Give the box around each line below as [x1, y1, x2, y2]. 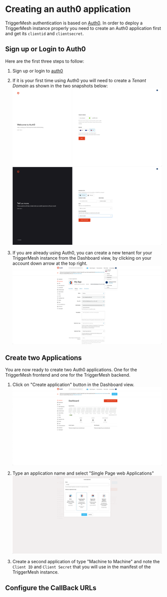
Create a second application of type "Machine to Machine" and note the [12, 559, 160, 565]
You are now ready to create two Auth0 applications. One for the [5, 367, 138, 373]
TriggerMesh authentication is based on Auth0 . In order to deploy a [5, 20, 143, 26]
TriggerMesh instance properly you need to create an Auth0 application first [5, 25, 162, 31]
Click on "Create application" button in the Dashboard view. [12, 382, 135, 388]
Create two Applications [5, 353, 82, 362]
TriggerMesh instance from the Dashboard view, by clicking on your [12, 255, 152, 261]
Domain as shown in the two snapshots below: [12, 83, 108, 89]
